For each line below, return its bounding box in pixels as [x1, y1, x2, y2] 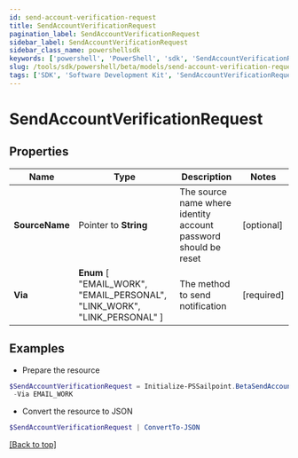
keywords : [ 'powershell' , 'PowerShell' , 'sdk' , [9, 54, 189, 63]
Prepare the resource [21, 365, 100, 375]
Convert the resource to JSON [21, 406, 133, 417]
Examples [9, 341, 65, 356]
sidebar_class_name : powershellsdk [9, 46, 141, 55]
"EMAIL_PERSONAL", [78, 288, 167, 301]
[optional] [242, 218, 284, 231]
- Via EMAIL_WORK [12, 390, 74, 399]
